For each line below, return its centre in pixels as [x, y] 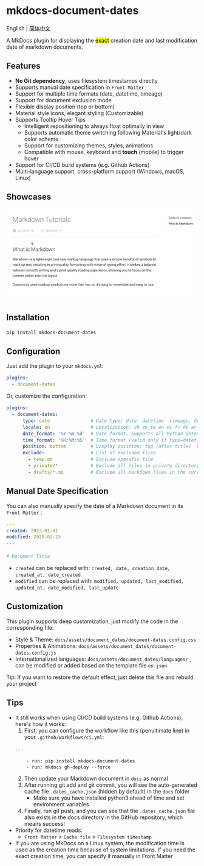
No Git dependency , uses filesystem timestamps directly [86, 80]
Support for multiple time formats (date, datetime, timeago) [89, 93]
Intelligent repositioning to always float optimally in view [94, 126]
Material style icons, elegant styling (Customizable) [79, 113]
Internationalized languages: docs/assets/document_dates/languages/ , [103, 659]
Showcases [29, 197]
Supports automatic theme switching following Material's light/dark [108, 132]
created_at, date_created [48, 575]
